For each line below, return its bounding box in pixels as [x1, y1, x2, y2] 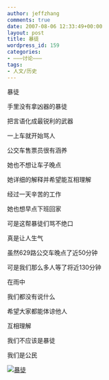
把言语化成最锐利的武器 [7, 116, 73, 125]
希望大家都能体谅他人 [7, 307, 67, 315]
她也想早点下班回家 [7, 204, 62, 213]
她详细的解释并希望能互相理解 [7, 175, 91, 183]
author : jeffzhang [7, 10, 60, 17]
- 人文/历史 [7, 67, 38, 74]
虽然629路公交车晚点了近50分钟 [7, 249, 98, 257]
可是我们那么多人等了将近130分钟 [7, 263, 101, 271]
